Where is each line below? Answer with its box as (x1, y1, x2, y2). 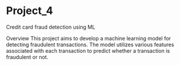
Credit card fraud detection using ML (6, 23, 96, 30)
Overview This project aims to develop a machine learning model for (6, 35, 171, 42)
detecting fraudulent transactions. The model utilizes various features (6, 41, 175, 48)
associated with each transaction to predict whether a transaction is (6, 47, 170, 54)
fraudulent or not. (6, 53, 49, 60)
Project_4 (6, 4, 53, 18)
